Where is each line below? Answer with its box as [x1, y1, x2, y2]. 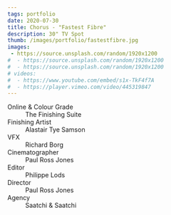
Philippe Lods [25, 171, 66, 179]
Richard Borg [25, 140, 64, 150]
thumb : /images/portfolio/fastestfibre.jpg [7, 37, 139, 44]
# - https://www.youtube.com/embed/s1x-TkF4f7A [7, 76, 155, 84]
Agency [7, 194, 31, 202]
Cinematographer [7, 148, 59, 157]
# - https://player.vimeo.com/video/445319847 [7, 83, 152, 90]
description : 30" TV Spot [7, 30, 84, 38]
